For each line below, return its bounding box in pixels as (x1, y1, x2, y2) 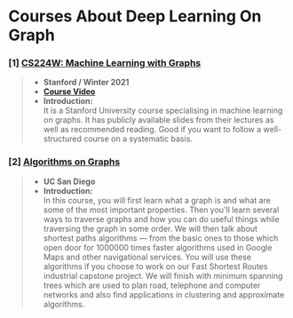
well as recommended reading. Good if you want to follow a (43, 124, 262, 135)
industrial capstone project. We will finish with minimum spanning (43, 270, 283, 281)
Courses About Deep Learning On (8, 6, 262, 27)
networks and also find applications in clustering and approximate (43, 289, 285, 299)
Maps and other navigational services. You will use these (43, 251, 252, 262)
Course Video (43, 86, 96, 97)
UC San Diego (43, 176, 96, 187)
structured (43, 133, 82, 144)
